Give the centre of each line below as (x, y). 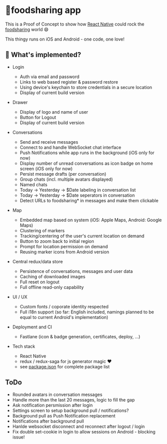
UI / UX (20, 297)
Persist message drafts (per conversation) (63, 174)
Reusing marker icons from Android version (65, 252)
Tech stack (24, 346)
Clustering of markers (42, 230)
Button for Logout (38, 117)
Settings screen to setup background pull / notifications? (71, 410)
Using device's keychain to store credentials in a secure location (86, 87)
